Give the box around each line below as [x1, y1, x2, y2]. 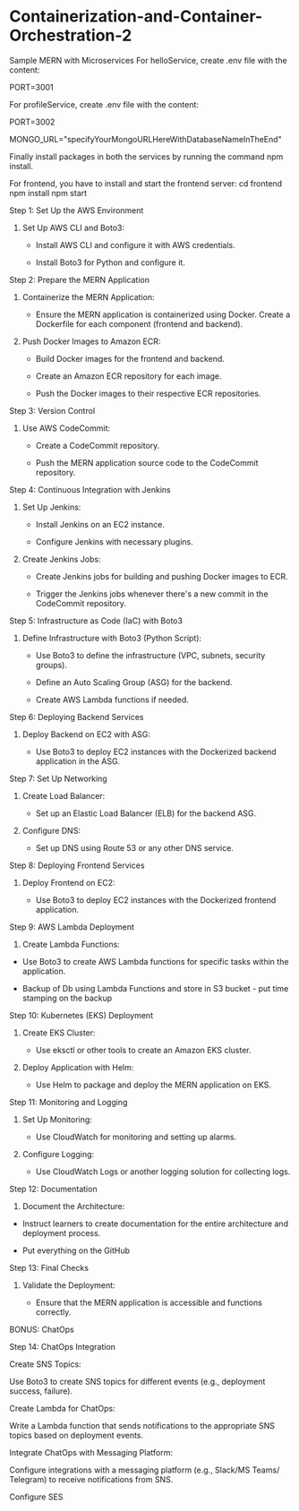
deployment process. [21, 1227, 101, 1238]
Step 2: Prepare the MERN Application [9, 274, 150, 285]
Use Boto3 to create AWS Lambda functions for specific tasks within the [21, 956, 289, 966]
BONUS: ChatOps [9, 1324, 74, 1335]
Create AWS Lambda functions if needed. [35, 694, 190, 705]
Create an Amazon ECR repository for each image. [35, 370, 222, 382]
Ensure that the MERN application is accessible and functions [35, 1297, 262, 1308]
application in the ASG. [35, 755, 121, 767]
